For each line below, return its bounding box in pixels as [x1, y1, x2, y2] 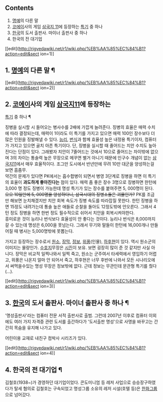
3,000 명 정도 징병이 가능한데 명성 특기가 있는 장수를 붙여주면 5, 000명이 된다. [5, 185, 154, 191]
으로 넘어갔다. [5, 392, 32, 398]
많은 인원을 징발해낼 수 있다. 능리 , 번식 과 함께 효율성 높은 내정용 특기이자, [5, 136, 144, 142]
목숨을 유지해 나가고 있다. [14, 325, 62, 331]
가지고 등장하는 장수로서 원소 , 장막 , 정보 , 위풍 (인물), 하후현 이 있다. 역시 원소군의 [5, 239, 156, 245]
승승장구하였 [132, 380, 156, 385]
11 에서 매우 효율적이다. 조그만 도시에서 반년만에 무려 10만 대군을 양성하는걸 [13, 161, 155, 167]
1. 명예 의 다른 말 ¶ [5, 66, 55, 75]
